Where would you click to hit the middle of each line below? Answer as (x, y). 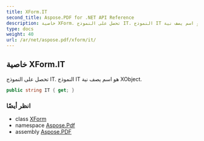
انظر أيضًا (19, 105)
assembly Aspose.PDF (43, 131)
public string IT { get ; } (40, 90)
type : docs (20, 29)
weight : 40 (20, 34)
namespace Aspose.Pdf (45, 125)
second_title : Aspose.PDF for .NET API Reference (70, 18)
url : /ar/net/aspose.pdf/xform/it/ (51, 40)
